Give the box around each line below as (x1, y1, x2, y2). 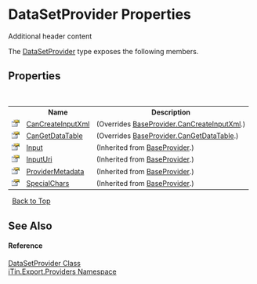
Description (151, 107, 190, 117)
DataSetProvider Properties (8, 5, 192, 24)
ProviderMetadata (26, 166, 85, 176)
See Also (8, 219, 52, 232)
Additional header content (8, 31, 92, 41)
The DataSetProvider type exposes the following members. (8, 46, 199, 56)
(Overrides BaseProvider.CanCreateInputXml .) (96, 119, 246, 129)
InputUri (26, 155, 52, 164)
